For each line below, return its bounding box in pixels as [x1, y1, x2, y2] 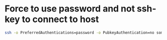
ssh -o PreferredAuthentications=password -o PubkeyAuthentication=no [4, 30, 155, 35]
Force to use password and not [4, 3, 135, 14]
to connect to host [21, 13, 99, 25]
